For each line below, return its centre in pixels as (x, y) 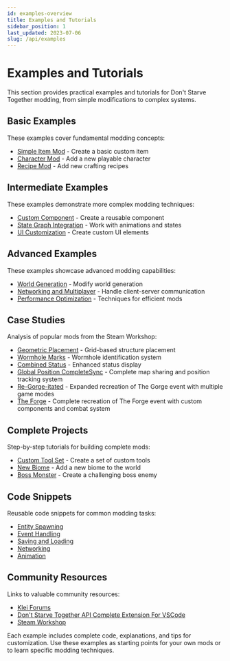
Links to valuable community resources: (64, 594)
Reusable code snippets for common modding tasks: (82, 513)
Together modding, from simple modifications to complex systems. (102, 100)
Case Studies (36, 320)
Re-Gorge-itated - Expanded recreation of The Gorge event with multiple (120, 387)
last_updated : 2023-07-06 (44, 33)
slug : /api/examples (37, 39)
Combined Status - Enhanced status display (79, 365)
